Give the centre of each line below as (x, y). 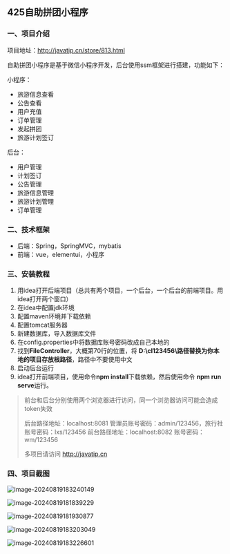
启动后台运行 (35, 368)
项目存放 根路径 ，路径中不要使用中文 (81, 360)
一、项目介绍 (29, 34)
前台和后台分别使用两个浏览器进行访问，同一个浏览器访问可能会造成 (121, 400)
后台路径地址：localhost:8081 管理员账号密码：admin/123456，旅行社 (123, 423)
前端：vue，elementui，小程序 (61, 254)
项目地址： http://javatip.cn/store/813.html (66, 50)
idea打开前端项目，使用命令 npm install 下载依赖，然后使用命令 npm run (119, 377)
